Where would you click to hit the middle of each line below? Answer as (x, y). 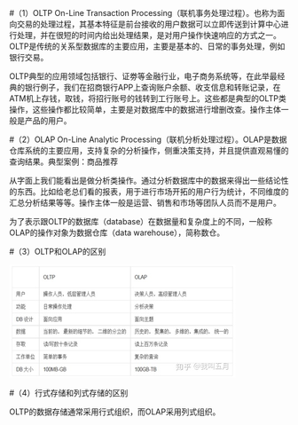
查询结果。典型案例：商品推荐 (63, 161)
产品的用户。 (48, 121)
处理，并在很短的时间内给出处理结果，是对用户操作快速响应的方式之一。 (149, 35)
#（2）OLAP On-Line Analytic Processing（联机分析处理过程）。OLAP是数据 (148, 139)
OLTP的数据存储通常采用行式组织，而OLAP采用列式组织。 (115, 412)
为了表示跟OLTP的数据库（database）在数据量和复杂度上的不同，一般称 (141, 221)
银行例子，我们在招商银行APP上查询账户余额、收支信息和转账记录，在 (153, 87)
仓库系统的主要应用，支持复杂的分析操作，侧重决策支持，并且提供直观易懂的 (149, 150)
